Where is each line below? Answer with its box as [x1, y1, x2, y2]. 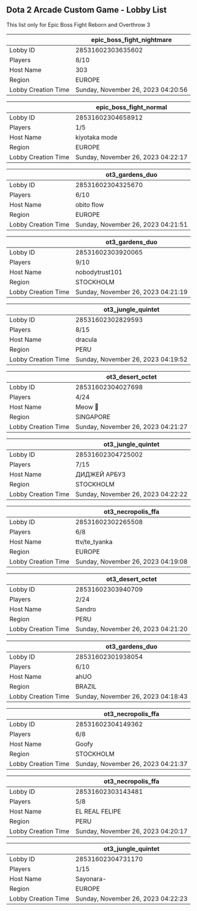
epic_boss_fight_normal [95, 103, 168, 112]
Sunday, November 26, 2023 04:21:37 [75, 759, 188, 768]
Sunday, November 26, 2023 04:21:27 [75, 422, 188, 431]
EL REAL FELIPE [75, 807, 121, 815]
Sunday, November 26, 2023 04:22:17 [75, 152, 188, 161]
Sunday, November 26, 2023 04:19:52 [75, 355, 188, 363]
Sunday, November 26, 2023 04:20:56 [75, 85, 188, 94]
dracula [75, 335, 98, 344]
